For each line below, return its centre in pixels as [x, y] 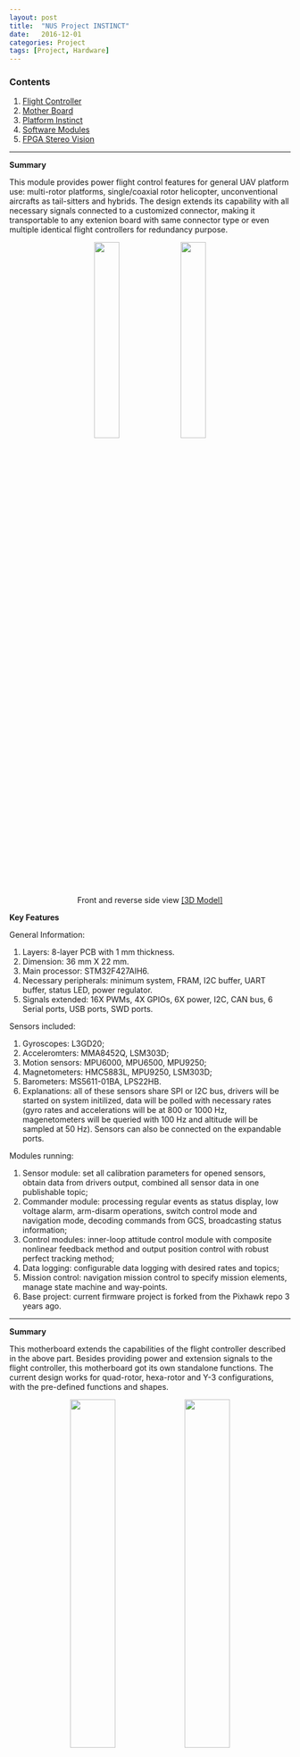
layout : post [33, 17]
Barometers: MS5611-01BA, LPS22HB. [92, 1082]
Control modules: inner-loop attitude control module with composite [147, 1240]
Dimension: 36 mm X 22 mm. [75, 962]
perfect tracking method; [68, 1259]
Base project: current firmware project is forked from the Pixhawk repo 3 [156, 1297]
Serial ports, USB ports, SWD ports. [87, 1009]
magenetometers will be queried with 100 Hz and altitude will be [140, 1120]
